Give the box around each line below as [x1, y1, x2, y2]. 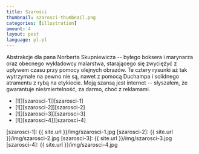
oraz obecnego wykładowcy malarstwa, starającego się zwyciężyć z [6, 60, 177, 67]
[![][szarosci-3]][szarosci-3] [15, 110, 86, 117]
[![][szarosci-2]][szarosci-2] [15, 104, 86, 111]
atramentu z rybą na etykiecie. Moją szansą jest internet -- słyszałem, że [6, 79, 188, 86]
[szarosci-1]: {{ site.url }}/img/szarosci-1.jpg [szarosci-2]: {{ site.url [6, 128, 174, 135]
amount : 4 [6, 25, 31, 32]
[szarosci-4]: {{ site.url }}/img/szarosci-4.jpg [6, 141, 118, 148]
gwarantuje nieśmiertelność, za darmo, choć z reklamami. [6, 86, 151, 92]
